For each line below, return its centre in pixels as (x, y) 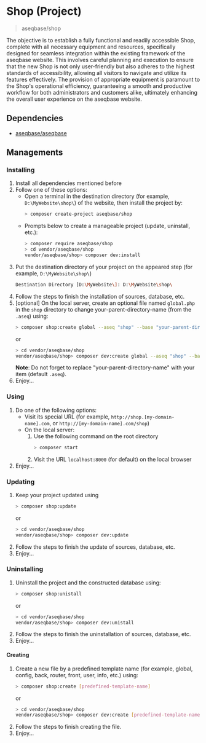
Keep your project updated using (57, 495)
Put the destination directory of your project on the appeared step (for (104, 267)
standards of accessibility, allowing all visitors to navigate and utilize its (97, 73)
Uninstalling (25, 569)
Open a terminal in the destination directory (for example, (97, 196)
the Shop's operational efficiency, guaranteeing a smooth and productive (99, 86)
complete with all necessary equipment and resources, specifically (91, 47)
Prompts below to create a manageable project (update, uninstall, (107, 226)
